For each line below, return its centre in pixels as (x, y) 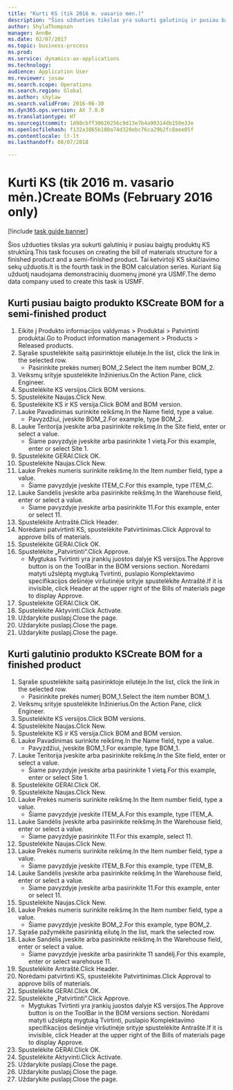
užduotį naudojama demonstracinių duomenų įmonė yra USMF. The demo (112, 274)
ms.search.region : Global (45, 91)
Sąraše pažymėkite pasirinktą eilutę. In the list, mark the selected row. (116, 931)
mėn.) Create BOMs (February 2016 (110, 197)
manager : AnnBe (30, 33)
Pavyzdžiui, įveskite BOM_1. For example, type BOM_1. (104, 748)
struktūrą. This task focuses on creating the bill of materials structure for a (113, 252)
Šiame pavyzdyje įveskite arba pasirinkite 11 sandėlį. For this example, (127, 954)
